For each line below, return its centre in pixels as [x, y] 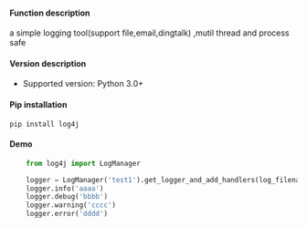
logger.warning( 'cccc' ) [71, 205]
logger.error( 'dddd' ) [67, 214]
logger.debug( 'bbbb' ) [67, 197]
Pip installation [38, 104]
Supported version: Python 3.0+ [83, 84]
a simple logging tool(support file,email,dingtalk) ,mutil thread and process [149, 33]
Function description [50, 13]
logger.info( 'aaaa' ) [65, 188]
